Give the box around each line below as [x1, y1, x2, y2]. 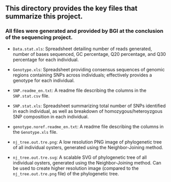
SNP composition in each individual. [12, 113, 89, 119]
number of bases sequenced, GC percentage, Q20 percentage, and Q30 [12, 51, 166, 57]
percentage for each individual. [12, 56, 79, 63]
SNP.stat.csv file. [12, 92, 50, 99]
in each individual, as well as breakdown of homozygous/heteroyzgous [12, 108, 163, 114]
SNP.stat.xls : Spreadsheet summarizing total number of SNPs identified [12, 103, 166, 109]
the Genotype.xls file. [12, 129, 58, 135]
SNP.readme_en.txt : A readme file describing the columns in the [12, 87, 147, 93]
